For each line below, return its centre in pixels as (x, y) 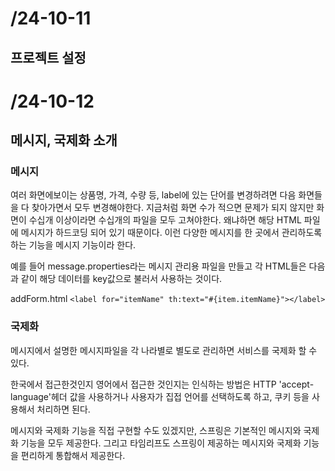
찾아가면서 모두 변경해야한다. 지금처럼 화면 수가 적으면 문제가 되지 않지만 (173, 208)
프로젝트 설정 (48, 57)
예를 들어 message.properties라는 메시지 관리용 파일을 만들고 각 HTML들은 (158, 266)
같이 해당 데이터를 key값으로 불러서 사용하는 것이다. (121, 279)
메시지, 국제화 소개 (64, 140)
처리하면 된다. (63, 409)
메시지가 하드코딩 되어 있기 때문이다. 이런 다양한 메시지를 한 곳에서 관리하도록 (171, 233)
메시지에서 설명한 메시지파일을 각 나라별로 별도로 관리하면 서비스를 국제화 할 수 (164, 350)
